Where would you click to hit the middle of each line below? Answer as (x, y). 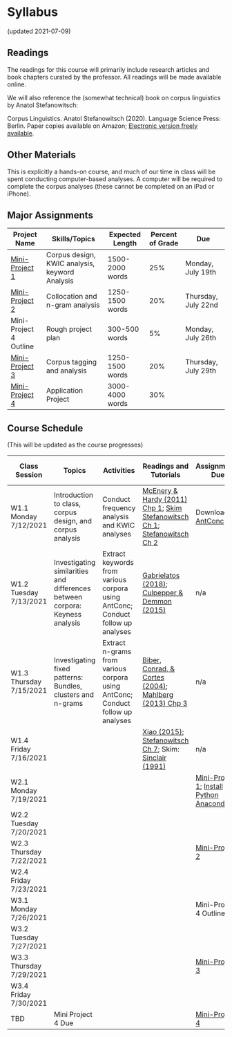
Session (29, 475)
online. (17, 84)
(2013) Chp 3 (165, 704)
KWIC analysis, (70, 263)
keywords (118, 563)
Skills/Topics (73, 239)
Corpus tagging (71, 362)
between (68, 597)
